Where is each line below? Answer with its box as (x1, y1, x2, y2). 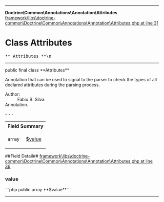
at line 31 (141, 20, 159, 26)
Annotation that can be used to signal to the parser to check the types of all (5, 76, 157, 82)
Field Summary (7, 123, 44, 130)
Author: (5, 91, 20, 97)
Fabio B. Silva (17, 96, 45, 102)
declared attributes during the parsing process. (5, 82, 100, 88)
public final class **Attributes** (5, 67, 69, 73)
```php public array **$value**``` (5, 187, 71, 193)
